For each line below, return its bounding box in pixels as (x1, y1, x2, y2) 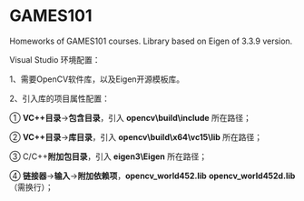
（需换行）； (9, 181, 54, 192)
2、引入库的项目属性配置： (9, 93, 111, 104)
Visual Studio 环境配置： (9, 54, 102, 65)
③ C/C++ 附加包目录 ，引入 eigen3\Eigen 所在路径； (9, 151, 208, 162)
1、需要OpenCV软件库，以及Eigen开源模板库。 (9, 74, 185, 85)
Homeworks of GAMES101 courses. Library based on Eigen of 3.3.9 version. (9, 35, 293, 46)
